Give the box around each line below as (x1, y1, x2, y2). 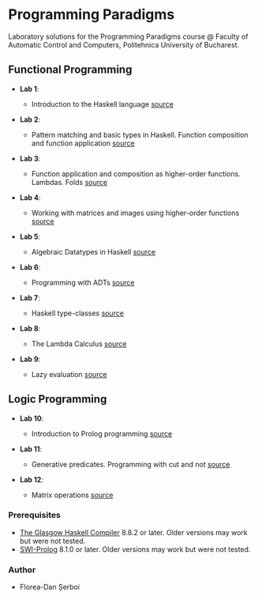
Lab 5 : (19, 232, 41, 241)
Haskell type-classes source (31, 308, 125, 318)
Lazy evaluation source (31, 369, 107, 379)
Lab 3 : (19, 153, 41, 163)
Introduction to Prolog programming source (31, 428, 173, 438)
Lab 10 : (19, 413, 44, 423)
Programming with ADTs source (31, 277, 135, 287)
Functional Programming (8, 63, 133, 77)
